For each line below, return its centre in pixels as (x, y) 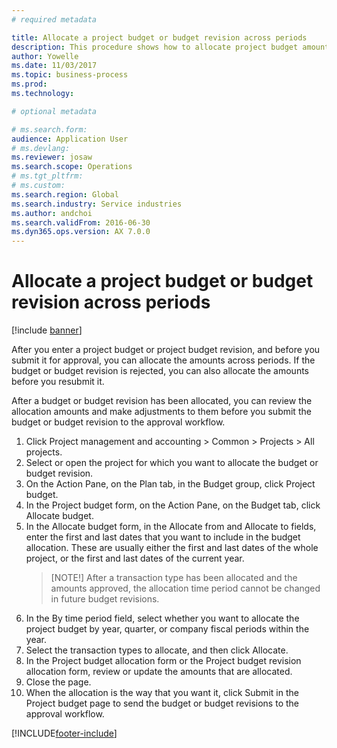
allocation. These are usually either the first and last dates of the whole (172, 548)
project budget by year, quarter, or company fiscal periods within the (167, 629)
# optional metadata (54, 111)
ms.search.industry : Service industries (97, 204)
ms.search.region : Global (65, 194)
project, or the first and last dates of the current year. (135, 558)
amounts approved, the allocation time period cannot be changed (185, 588)
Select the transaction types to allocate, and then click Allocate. (157, 650)
